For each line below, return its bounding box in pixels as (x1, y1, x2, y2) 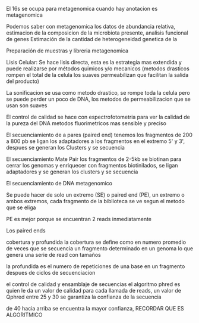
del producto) (6, 77, 40, 85)
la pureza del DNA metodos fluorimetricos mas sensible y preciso (6, 120, 166, 127)
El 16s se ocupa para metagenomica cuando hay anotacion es (6, 5, 158, 12)
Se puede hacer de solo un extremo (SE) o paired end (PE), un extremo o (6, 191, 185, 198)
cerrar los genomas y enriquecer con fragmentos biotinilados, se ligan (6, 162, 178, 169)
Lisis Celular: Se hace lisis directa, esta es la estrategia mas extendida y (6, 59, 182, 66)
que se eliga (6, 204, 36, 211)
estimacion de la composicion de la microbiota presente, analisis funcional (6, 29, 188, 36)
